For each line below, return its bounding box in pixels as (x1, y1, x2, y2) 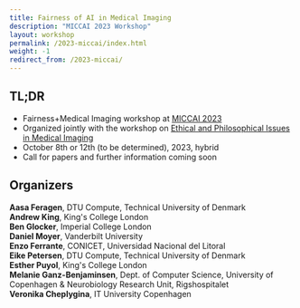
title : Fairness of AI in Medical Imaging (9, 13, 172, 23)
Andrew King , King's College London (9, 211, 149, 222)
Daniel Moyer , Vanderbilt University (9, 230, 143, 241)
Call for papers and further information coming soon (22, 151, 218, 162)
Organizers (9, 178, 74, 193)
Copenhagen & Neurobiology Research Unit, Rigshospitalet (9, 278, 230, 290)
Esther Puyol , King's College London (9, 259, 147, 270)
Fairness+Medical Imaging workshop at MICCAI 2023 (22, 112, 222, 123)
